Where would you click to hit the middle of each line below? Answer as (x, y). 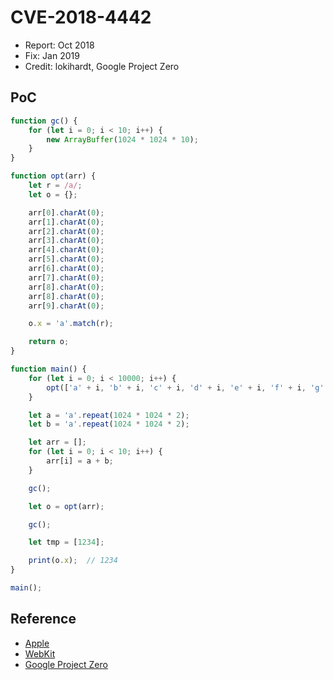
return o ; (49, 342)
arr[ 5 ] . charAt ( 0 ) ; (66, 259)
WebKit (40, 653)
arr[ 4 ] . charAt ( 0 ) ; (66, 250)
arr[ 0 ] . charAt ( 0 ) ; (66, 212)
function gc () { (44, 121)
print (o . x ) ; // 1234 (73, 561)
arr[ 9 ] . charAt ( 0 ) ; (66, 306)
